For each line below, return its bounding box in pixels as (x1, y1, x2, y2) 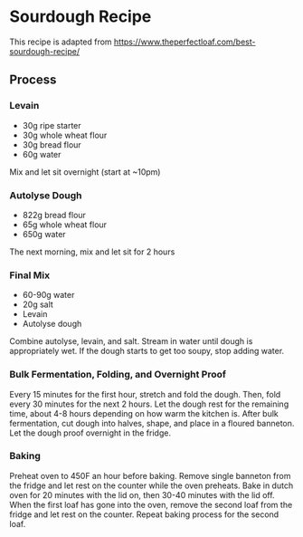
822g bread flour (22, 209, 86, 220)
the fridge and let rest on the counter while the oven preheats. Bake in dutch (9, 480, 294, 491)
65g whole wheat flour (22, 219, 107, 230)
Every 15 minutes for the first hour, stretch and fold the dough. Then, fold (9, 388, 281, 399)
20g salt (22, 299, 54, 310)
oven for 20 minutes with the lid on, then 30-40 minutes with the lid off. (9, 489, 275, 500)
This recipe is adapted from (9, 36, 112, 47)
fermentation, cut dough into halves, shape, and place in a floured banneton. (9, 417, 295, 428)
